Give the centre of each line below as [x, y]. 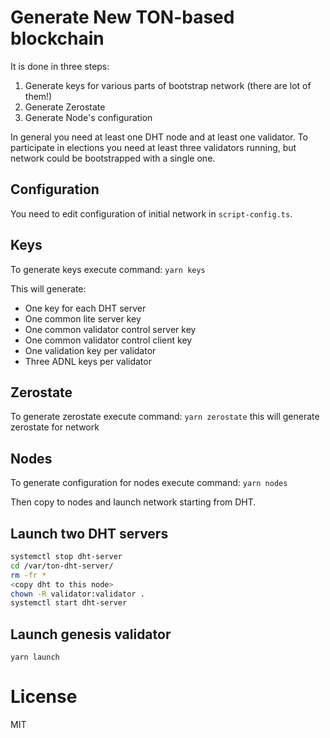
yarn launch [35, 657]
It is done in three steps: [60, 66]
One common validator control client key [108, 340]
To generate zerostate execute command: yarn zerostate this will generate [165, 417]
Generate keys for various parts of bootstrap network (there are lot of [168, 85]
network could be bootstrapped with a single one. [113, 158]
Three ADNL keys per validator [88, 361]
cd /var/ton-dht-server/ [62, 566]
